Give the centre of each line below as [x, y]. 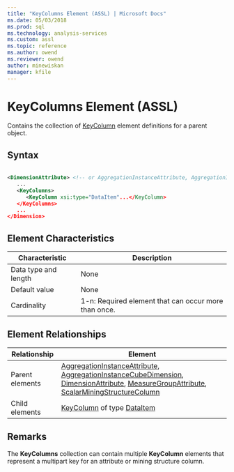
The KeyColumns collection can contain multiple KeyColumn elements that [116, 453]
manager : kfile [29, 72]
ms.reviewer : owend [36, 59]
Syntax [23, 155]
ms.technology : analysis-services [57, 33]
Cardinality [29, 305]
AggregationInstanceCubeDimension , [122, 374]
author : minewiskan [36, 66]
